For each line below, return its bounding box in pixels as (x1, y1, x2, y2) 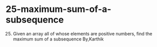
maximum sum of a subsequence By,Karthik (12, 36, 104, 42)
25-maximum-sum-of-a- (5, 3, 111, 15)
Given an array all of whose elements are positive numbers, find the (12, 30, 152, 36)
